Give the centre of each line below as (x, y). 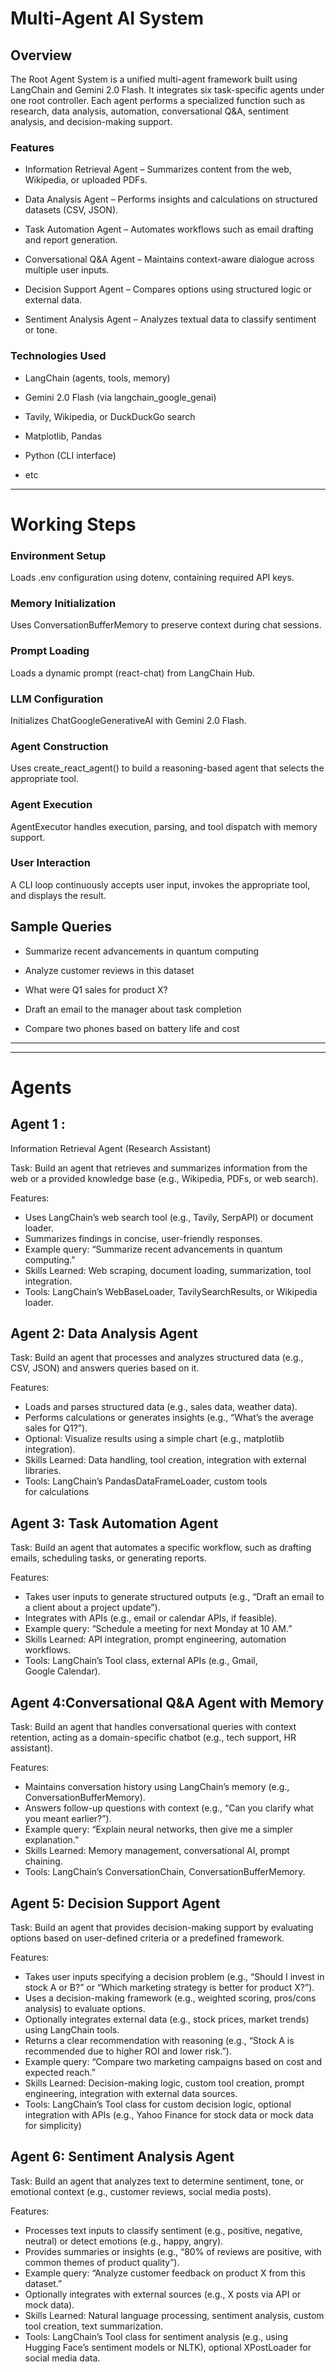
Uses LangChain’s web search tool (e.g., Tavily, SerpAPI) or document (169, 1217)
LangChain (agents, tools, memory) (97, 378)
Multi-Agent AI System (107, 18)
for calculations (57, 1492)
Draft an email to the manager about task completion (133, 1009)
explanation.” (52, 1840)
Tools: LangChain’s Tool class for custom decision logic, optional (158, 2104)
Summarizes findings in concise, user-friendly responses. (143, 1238)
